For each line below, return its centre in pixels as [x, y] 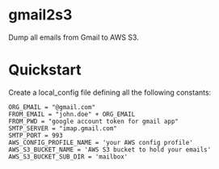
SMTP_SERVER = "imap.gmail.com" [63, 128]
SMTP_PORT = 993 [36, 135]
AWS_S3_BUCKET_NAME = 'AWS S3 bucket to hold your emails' [110, 150]
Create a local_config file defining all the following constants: [110, 92]
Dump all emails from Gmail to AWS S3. [74, 37]
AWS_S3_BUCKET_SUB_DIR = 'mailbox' [68, 156]
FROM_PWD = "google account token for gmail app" [94, 121]
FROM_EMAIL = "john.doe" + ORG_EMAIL [72, 114]
